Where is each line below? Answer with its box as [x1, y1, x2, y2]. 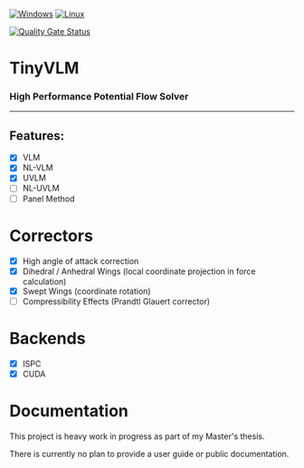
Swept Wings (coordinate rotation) [22, 286, 151, 297]
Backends [9, 327, 86, 348]
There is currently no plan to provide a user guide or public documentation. [9, 448, 290, 459]
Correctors [9, 225, 93, 246]
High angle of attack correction [22, 255, 139, 267]
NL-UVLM [22, 182, 61, 194]
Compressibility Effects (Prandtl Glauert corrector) [22, 296, 211, 307]
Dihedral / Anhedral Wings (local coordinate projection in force [22, 266, 256, 277]
